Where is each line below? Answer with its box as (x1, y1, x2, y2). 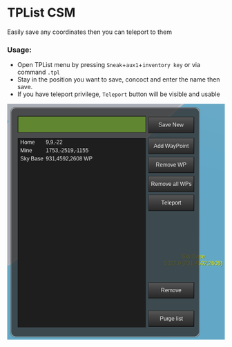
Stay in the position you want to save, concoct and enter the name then (17, 75, 220, 84)
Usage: (7, 45, 32, 55)
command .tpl (17, 68, 60, 77)
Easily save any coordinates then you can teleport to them (7, 28, 173, 36)
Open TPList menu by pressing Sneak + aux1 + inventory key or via (17, 61, 201, 69)
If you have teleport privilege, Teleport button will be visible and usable (17, 90, 220, 98)
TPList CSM (7, 5, 76, 21)
